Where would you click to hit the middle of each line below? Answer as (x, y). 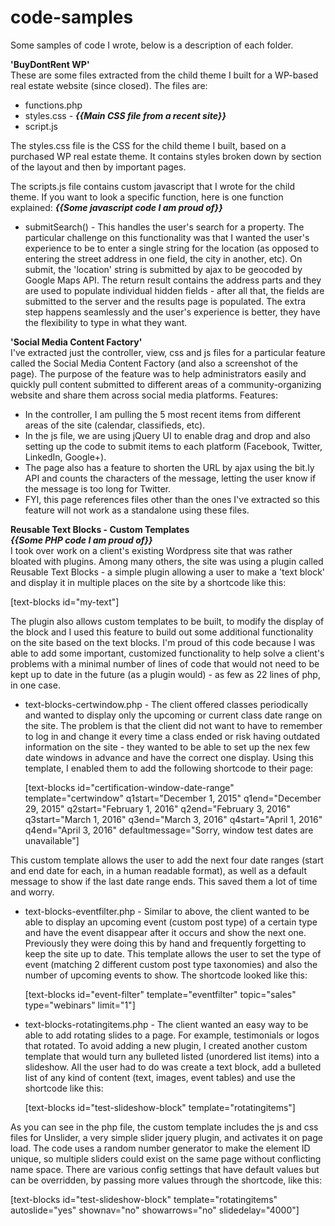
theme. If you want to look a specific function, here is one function (147, 197)
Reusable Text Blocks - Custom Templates (100, 529)
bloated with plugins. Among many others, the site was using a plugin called (167, 561)
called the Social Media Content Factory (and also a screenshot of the (154, 363)
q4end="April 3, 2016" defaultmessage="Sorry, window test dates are (169, 830)
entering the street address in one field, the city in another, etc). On (163, 258)
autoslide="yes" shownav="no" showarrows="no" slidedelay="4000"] (155, 1210)
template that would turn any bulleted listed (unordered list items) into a (172, 1056)
